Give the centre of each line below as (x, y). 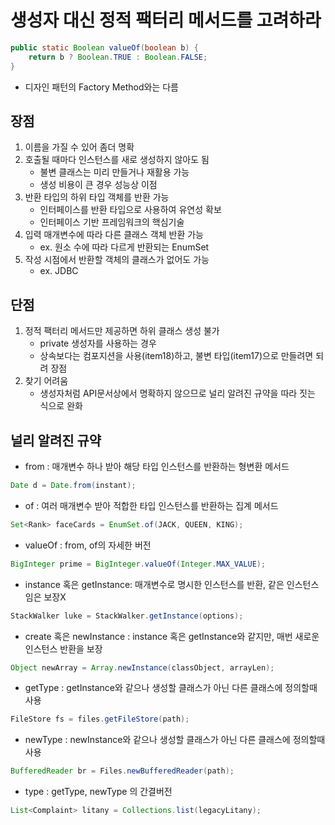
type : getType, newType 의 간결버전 (98, 792)
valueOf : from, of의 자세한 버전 (88, 545)
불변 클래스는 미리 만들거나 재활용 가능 (114, 172)
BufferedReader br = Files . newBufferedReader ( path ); (122, 771)
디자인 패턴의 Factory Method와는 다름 (101, 87)
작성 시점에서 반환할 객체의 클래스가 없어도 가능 (117, 260)
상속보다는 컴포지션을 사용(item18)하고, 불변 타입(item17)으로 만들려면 (176, 356)
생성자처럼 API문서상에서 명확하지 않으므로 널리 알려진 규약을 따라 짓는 (177, 393)
